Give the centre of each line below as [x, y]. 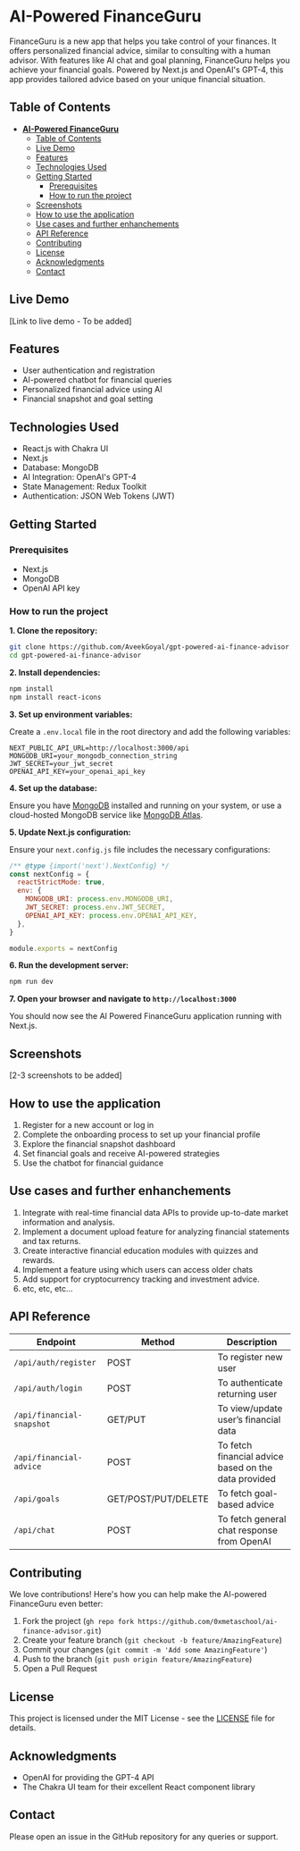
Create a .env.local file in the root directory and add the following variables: [150, 731]
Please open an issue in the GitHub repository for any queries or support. [144, 1836]
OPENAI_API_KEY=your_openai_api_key [77, 771]
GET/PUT [126, 1419]
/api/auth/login [48, 1388]
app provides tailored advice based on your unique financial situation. [137, 79]
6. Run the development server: [69, 965]
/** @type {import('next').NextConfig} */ [89, 866]
